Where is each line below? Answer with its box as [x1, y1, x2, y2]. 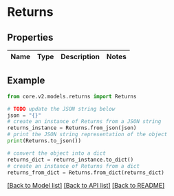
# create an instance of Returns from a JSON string [7, 118, 162, 125]
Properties [7, 32, 54, 43]
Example [7, 75, 45, 87]
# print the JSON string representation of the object [7, 131, 168, 138]
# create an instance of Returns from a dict [7, 162, 140, 169]
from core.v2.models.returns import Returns [7, 93, 137, 100]
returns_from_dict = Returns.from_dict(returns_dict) [7, 169, 165, 176]
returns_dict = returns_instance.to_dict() [7, 156, 134, 163]
